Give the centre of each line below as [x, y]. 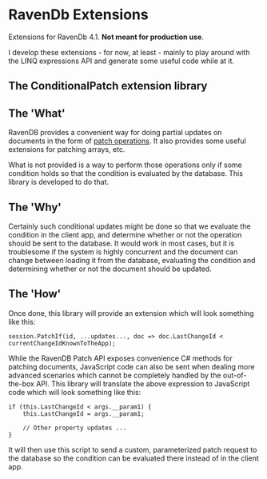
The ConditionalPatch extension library [108, 86]
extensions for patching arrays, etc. [67, 150]
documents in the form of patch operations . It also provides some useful [127, 141]
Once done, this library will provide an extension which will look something [131, 313]
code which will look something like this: [75, 392]
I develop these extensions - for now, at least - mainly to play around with [129, 52]
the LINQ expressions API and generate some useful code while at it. [121, 61]
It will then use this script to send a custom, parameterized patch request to [133, 449]
